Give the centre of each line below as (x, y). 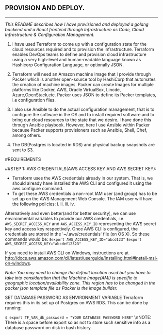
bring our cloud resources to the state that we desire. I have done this (81, 120)
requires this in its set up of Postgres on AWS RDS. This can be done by (77, 302)
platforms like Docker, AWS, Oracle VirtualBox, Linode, (66, 89)
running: (13, 308)
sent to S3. (23, 150)
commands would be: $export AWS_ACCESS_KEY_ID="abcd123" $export (73, 239)
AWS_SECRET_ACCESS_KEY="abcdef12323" (43, 244)
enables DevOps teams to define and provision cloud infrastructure (79, 54)
